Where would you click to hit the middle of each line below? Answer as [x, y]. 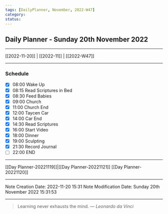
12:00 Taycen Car [30, 112]
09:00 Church [27, 101]
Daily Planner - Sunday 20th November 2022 [77, 39]
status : [13, 19]
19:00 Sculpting [28, 141]
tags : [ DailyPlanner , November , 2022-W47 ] [50, 10]
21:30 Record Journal [34, 147]
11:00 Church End [30, 107]
